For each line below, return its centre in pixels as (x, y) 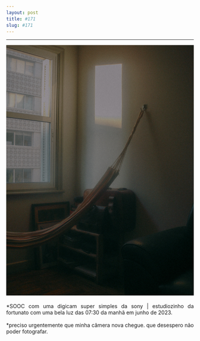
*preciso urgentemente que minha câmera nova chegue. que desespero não (100, 325)
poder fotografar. (27, 331)
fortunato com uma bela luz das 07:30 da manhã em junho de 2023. (89, 312)
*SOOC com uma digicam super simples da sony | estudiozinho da (100, 306)
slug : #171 (20, 25)
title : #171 (21, 19)
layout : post (22, 13)
